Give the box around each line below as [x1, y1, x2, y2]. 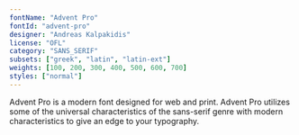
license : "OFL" [9, 38, 67, 48]
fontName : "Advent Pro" [9, 13, 99, 22]
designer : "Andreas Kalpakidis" [9, 30, 131, 39]
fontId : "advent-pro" [9, 22, 91, 31]
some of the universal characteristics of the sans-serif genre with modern [9, 105, 284, 117]
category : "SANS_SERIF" [9, 47, 99, 56]
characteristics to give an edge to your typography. [9, 115, 200, 126]
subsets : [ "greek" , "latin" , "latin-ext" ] [9, 55, 171, 64]
